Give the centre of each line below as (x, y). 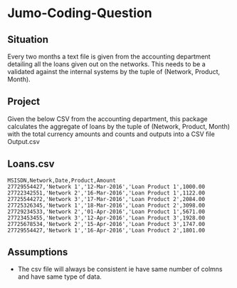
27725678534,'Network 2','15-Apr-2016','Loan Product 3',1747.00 (106, 224)
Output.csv (24, 141)
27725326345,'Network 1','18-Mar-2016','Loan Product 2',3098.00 (106, 205)
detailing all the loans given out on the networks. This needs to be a (107, 64)
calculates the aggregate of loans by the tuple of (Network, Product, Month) (118, 126)
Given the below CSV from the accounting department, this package (107, 118)
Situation (28, 40)
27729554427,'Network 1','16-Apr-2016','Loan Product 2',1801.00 (106, 230)
